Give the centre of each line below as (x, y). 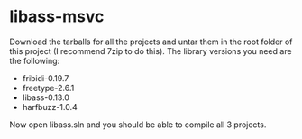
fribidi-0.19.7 (46, 78)
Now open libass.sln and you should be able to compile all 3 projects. (138, 125)
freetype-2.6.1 (48, 88)
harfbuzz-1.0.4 (50, 107)
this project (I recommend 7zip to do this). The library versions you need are (151, 51)
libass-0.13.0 (46, 97)
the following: (35, 60)
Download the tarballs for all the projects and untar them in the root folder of (151, 42)
